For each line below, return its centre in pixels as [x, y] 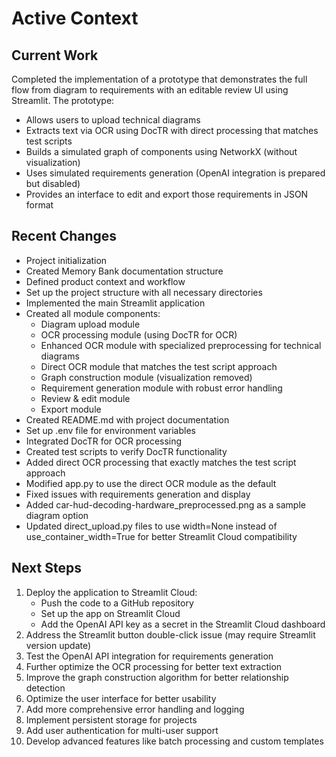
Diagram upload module [90, 324]
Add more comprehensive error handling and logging [135, 709]
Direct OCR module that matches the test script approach [159, 366]
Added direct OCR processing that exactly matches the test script [161, 462]
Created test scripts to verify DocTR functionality [126, 451]
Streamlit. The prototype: [63, 100]
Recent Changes [64, 236]
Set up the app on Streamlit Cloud [110, 613]
